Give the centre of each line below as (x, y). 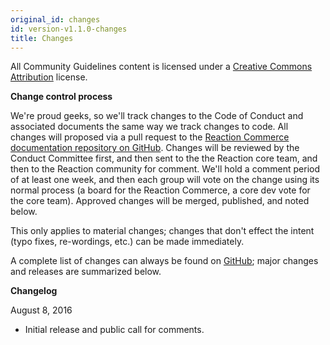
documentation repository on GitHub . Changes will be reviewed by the (155, 148)
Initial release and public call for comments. (114, 330)
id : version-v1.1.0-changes (69, 29)
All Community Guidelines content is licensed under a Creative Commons (161, 67)
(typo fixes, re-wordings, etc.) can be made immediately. (127, 242)
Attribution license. (49, 77)
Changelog (34, 291)
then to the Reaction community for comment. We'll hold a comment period (165, 169)
